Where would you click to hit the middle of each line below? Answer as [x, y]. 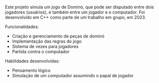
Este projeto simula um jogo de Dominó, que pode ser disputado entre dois [79, 7]
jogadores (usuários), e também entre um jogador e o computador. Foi [75, 12]
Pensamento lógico [31, 70]
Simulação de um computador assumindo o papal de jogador [73, 75]
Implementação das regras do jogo [47, 41]
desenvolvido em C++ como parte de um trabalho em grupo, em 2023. [76, 17]
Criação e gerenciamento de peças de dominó [58, 36]
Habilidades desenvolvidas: [32, 61]
